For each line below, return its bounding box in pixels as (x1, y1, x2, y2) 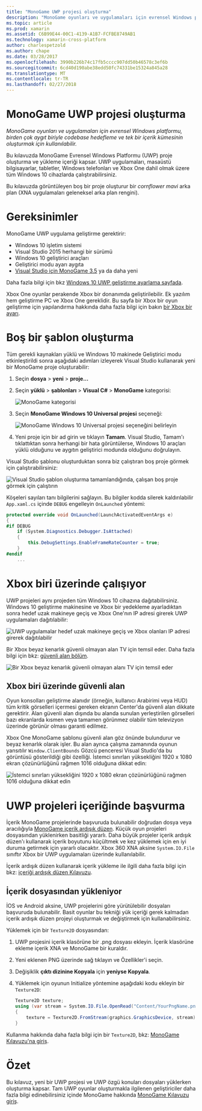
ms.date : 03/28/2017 (6, 54, 58, 60)
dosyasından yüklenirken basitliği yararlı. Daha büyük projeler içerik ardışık (6, 831, 191, 839)
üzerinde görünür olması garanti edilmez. (6, 722, 108, 730)
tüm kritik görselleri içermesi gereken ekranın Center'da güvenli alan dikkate (6, 703, 195, 710)
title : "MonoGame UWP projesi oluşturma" (6, 8, 112, 15)
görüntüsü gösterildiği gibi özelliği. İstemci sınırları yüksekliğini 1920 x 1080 (6, 753, 192, 761)
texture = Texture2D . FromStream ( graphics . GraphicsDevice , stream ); (26, 1014, 198, 1020)
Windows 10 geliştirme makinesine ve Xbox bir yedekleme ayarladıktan (6, 603, 182, 611)
